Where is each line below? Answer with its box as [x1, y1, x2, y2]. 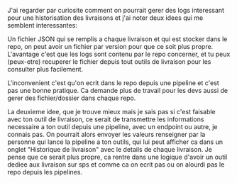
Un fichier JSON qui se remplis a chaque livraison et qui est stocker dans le [7, 35, 228, 43]
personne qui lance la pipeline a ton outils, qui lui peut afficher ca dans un [7, 138, 224, 146]
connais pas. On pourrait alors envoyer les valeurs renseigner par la [7, 131, 206, 138]
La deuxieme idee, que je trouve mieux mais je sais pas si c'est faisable [7, 108, 216, 116]
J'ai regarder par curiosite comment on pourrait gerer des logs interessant [7, 6, 225, 14]
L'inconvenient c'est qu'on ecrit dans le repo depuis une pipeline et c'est [7, 79, 220, 87]
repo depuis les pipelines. [7, 168, 83, 176]
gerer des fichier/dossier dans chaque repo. [7, 94, 136, 102]
